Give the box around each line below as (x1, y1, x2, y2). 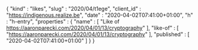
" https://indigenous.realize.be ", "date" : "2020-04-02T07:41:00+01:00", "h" (6, 11, 194, 19)
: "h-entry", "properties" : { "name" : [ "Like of (6, 18, 120, 25)
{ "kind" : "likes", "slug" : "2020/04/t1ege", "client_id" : (6, 5, 141, 12)
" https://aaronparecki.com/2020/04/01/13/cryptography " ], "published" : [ (6, 31, 190, 38)
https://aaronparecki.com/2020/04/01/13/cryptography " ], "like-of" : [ (6, 24, 179, 31)
